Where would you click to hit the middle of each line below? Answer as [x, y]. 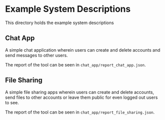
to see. [12, 102]
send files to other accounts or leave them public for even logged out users [82, 97]
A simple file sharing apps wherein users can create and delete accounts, [80, 92]
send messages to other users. [36, 55]
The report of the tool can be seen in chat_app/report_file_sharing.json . [80, 112]
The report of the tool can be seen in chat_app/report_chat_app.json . [76, 64]
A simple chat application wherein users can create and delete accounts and [83, 50]
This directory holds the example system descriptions [60, 23]
